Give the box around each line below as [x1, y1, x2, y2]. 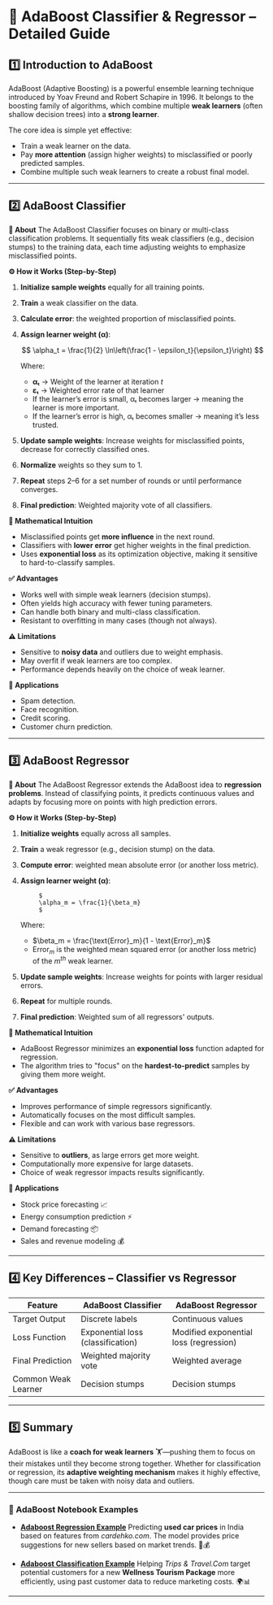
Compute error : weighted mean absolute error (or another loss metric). [19, 859, 259, 869]
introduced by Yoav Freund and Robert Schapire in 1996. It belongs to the [8, 93, 254, 102]
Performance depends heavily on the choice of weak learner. [19, 664, 225, 674]
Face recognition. [19, 704, 80, 714]
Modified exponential [171, 1326, 253, 1337]
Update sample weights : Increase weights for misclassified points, [19, 435, 245, 446]
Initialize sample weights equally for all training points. [19, 282, 206, 292]
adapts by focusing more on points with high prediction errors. [8, 797, 218, 807]
